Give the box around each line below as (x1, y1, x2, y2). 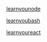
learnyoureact (6, 29, 41, 36)
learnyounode (6, 5, 41, 12)
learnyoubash (6, 17, 40, 24)
